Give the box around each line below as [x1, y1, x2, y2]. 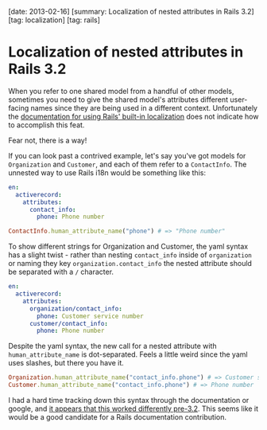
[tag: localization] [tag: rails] [8, 15, 101, 25]
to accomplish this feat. [8, 119, 85, 130]
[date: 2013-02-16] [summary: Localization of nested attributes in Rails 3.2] [8, 7, 254, 16]
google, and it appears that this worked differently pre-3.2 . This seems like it [8, 404, 259, 413]
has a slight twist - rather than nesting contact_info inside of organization [8, 250, 253, 260]
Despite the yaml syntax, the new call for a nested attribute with [8, 342, 217, 351]
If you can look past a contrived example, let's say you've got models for [8, 150, 246, 160]
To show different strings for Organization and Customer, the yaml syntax [8, 242, 249, 252]
